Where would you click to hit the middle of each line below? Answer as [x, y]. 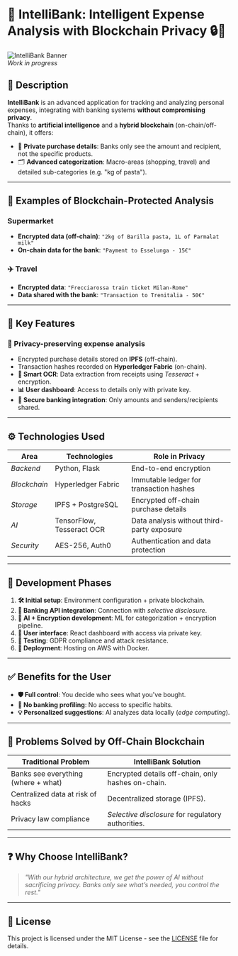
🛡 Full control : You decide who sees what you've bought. [102, 694]
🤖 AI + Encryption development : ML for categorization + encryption [117, 618]
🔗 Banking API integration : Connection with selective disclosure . [112, 611]
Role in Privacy [179, 457]
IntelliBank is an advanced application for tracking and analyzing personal [116, 102]
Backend [26, 469]
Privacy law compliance [50, 818]
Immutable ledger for [166, 480]
